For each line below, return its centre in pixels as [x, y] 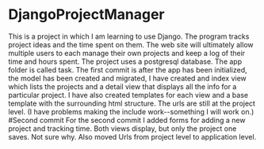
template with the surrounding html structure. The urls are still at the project [132, 103]
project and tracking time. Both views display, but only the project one [122, 129]
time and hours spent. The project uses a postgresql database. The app [125, 61]
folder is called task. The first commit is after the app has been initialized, [128, 69]
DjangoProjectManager [86, 15]
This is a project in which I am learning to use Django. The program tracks [129, 36]
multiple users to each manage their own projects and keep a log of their [127, 53]
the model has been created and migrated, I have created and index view [128, 78]
